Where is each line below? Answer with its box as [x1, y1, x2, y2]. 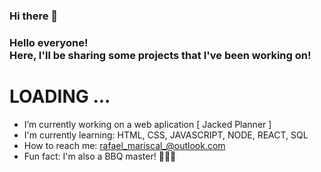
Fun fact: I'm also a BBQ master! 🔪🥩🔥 [23, 150, 177, 162]
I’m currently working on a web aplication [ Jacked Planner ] [23, 118, 272, 130]
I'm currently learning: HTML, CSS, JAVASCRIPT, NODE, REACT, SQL [23, 129, 309, 141]
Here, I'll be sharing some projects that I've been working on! [9, 48, 312, 62]
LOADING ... [9, 85, 111, 108]
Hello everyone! [9, 35, 89, 49]
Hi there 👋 [9, 9, 59, 23]
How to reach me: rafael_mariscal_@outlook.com [23, 139, 226, 151]
